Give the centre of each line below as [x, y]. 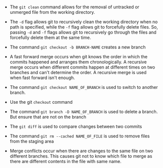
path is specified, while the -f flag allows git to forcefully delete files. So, [84, 27]
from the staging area [32, 141]
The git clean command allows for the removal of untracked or [75, 7]
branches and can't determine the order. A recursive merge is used [78, 73]
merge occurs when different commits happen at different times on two [82, 67]
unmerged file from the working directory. [52, 12]
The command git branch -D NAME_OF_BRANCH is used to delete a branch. [84, 112]
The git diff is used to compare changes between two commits [76, 126]
